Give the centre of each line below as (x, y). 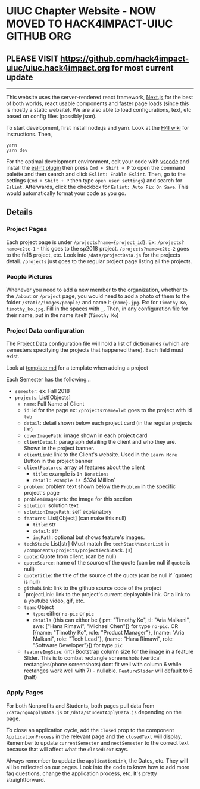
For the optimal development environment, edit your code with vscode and (98, 162)
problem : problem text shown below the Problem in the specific (100, 486)
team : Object (39, 607)
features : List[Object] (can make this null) (75, 518)
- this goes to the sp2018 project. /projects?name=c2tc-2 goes (113, 248)
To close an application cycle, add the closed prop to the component (90, 730)
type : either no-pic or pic (63, 614)
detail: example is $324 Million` (74, 480)
